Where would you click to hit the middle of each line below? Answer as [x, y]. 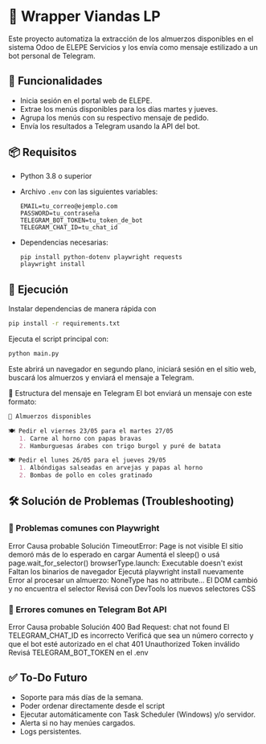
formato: [23, 401]
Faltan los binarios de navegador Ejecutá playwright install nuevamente [126, 571]
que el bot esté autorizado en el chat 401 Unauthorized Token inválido [124, 643]
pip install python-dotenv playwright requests [101, 257]
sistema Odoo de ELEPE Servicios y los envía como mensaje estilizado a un [133, 47]
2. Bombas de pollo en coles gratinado [86, 475]
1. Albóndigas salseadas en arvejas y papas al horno [111, 468]
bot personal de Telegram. [52, 55]
